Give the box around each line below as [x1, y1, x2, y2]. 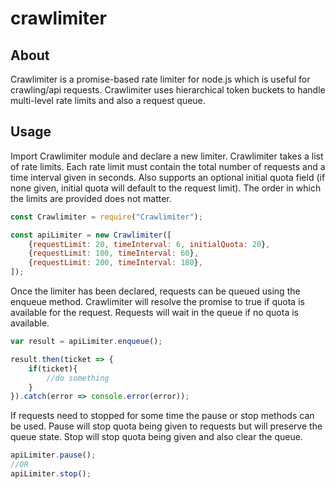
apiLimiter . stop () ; [10, 469, 92, 479]
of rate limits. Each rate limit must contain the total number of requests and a [10, 160, 326, 172]
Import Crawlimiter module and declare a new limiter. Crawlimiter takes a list [10, 150, 324, 162]
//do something [46, 373, 110, 383]
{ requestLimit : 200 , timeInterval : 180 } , [28, 258, 203, 268]
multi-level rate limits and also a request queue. [10, 95, 206, 106]
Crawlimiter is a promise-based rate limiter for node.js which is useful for [10, 73, 311, 85]
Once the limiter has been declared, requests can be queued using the [10, 285, 301, 297]
